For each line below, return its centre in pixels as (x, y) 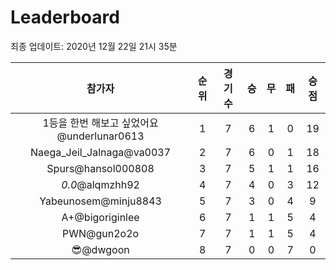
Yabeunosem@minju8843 (100, 201)
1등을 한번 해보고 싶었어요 (100, 123)
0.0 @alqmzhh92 (100, 184)
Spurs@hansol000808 (100, 168)
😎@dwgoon (100, 249)
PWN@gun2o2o (101, 233)
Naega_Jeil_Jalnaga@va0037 (101, 152)
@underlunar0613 (100, 136)
